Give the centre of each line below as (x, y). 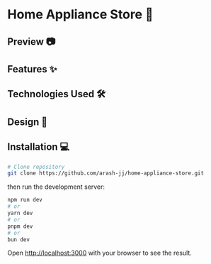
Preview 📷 (32, 42)
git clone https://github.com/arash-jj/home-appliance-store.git (105, 173)
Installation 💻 (39, 147)
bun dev (19, 240)
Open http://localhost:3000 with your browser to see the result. (100, 253)
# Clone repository (36, 167)
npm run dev (25, 200)
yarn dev (20, 213)
